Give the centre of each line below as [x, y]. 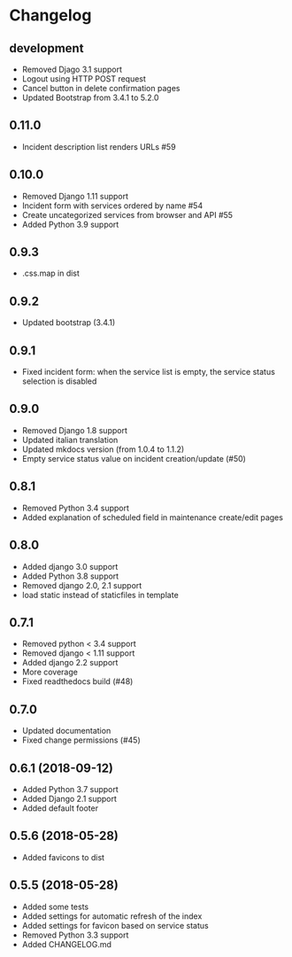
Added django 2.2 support [70, 663]
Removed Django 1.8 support [75, 430]
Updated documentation [66, 731]
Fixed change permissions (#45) [81, 740]
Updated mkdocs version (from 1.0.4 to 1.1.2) [103, 449]
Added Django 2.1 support [69, 798]
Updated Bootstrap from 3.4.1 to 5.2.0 [90, 97]
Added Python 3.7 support [70, 789]
